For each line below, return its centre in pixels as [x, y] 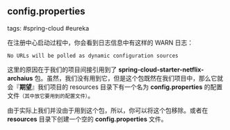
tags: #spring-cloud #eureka [48, 28]
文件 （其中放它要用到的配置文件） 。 [51, 95]
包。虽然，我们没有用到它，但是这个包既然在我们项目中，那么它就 [129, 78]
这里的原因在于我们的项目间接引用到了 [62, 70]
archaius [20, 78]
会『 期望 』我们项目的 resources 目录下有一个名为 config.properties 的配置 [115, 87]
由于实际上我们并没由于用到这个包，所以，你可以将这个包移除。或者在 [108, 110]
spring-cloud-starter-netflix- [161, 70]
